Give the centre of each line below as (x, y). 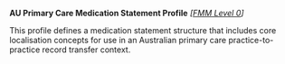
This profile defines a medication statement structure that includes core (143, 30)
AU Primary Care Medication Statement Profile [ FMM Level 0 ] (127, 13)
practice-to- (251, 40)
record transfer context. (86, 50)
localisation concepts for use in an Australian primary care (118, 40)
